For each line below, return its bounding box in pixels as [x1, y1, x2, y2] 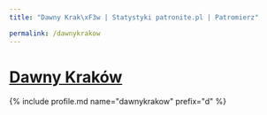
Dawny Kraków [9, 67, 123, 87]
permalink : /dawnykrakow [9, 28, 101, 38]
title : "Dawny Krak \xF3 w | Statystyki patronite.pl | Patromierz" [9, 12, 259, 22]
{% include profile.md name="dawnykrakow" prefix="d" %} [9, 96, 227, 107]
